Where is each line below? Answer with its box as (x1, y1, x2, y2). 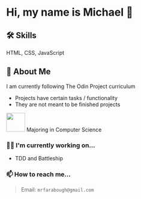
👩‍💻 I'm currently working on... (6, 141, 95, 150)
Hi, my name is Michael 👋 (6, 5, 133, 19)
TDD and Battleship (14, 155, 63, 162)
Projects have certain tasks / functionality (14, 94, 118, 101)
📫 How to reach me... (6, 170, 71, 178)
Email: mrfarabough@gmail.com (20, 186, 94, 194)
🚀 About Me (6, 66, 51, 77)
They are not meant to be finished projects (14, 101, 121, 108)
